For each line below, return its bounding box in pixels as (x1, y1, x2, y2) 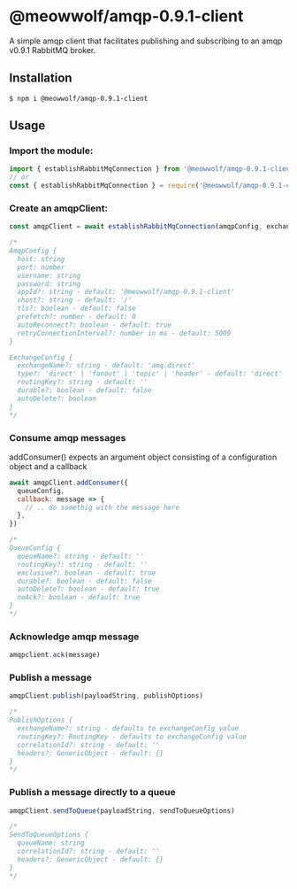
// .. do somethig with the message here (25, 503, 179, 512)
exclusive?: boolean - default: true (17, 568, 156, 577)
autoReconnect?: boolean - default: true (17, 321, 172, 329)
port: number (17, 263, 65, 272)
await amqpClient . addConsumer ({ (9, 478, 128, 487)
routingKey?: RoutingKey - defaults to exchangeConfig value (17, 732, 247, 741)
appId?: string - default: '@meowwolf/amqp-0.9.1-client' (17, 288, 236, 297)
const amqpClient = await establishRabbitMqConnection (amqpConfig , (9, 222, 263, 231)
